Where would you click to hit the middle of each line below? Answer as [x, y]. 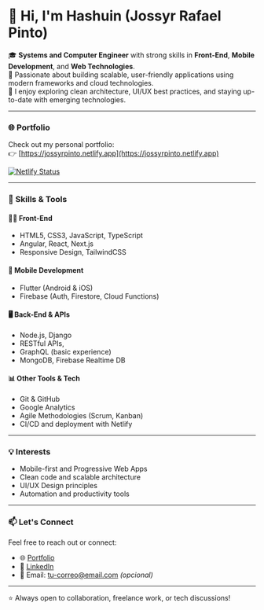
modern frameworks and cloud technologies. [81, 83]
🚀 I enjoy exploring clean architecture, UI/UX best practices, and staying [125, 91]
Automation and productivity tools [74, 494]
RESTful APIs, [42, 343]
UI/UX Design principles [59, 486]
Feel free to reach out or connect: [62, 542]
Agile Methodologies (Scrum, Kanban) [81, 415]
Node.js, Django [46, 335]
